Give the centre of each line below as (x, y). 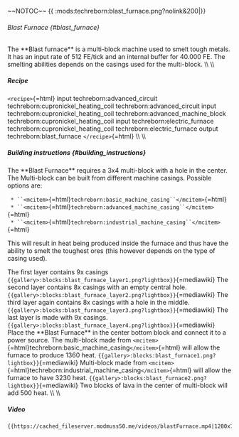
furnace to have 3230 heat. (47, 378)
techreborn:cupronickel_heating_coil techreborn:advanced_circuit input (112, 106)
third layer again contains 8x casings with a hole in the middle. (99, 303)
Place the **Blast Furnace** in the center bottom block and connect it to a (117, 333)
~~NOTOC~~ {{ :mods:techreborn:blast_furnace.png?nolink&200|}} (107, 11)
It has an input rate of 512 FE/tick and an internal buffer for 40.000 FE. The (116, 57)
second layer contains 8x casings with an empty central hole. (97, 287)
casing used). (27, 259)
